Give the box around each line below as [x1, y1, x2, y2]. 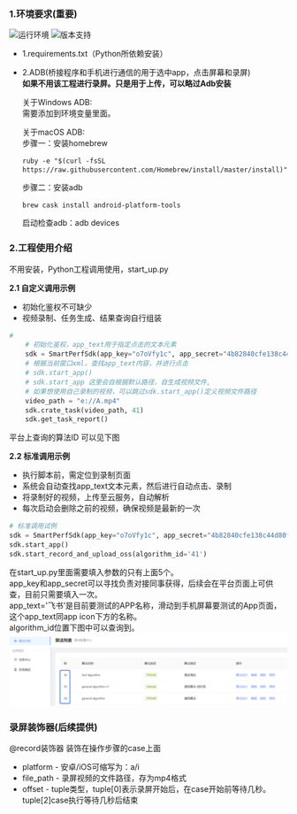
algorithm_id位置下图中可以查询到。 [9, 622, 140, 633]
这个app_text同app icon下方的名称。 [9, 610, 142, 621]
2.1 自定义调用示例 [9, 282, 76, 293]
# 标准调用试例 [9, 522, 57, 531]
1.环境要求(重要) [9, 7, 78, 19]
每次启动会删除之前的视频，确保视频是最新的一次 [21, 503, 201, 514]
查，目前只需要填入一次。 [9, 588, 103, 599]
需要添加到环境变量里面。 [21, 108, 116, 119]
